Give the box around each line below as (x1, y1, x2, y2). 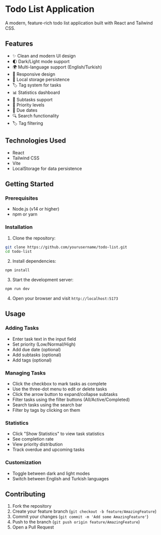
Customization (5, 459, 42, 466)
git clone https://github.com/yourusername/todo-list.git (5, 244, 127, 249)
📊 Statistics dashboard (12, 89, 60, 95)
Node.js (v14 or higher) (12, 206, 59, 212)
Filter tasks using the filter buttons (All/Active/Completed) (12, 396, 130, 403)
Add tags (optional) (12, 357, 52, 363)
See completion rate (12, 436, 54, 442)
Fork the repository (12, 503, 52, 509)
